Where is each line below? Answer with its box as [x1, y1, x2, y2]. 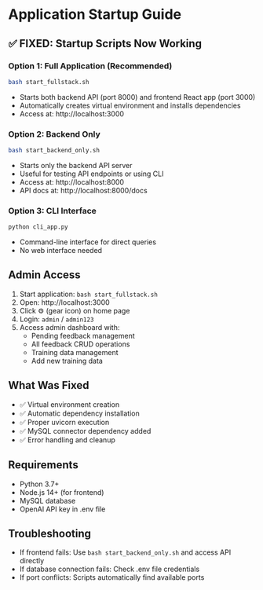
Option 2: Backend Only [8, 128, 100, 139]
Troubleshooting [8, 526, 92, 540]
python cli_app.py [8, 223, 68, 231]
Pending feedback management [31, 331, 135, 340]
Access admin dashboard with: [19, 322, 120, 332]
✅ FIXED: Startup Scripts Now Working [8, 37, 203, 50]
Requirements [8, 458, 79, 472]
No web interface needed [19, 246, 103, 255]
